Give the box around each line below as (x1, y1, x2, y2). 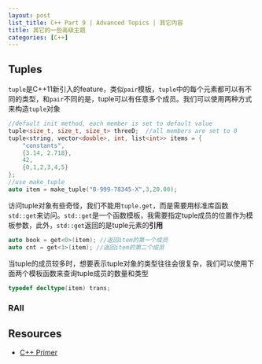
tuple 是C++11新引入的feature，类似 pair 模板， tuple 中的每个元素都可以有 (8, 84, 245, 94)
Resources (8, 327, 62, 340)
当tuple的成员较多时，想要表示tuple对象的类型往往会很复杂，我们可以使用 (8, 259, 248, 268)
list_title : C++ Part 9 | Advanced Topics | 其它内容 (8, 19, 183, 27)
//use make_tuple (8, 178, 65, 186)
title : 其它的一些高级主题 (8, 26, 87, 34)
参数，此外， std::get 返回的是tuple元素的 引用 (14, 220, 164, 230)
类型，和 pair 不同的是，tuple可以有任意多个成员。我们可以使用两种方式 (21, 94, 253, 104)
